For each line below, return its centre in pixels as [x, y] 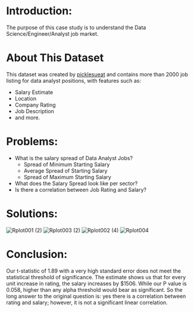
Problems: [32, 142]
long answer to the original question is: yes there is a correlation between [96, 296]
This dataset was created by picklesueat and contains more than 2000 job [97, 74]
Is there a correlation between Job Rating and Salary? [81, 189]
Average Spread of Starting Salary [65, 170]
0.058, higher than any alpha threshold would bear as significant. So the [94, 289]
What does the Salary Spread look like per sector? [76, 183]
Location [26, 98]
